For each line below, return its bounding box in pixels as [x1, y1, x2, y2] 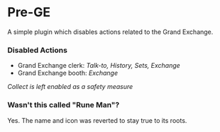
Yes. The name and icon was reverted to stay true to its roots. [7, 116, 187, 124]
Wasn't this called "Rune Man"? [7, 100, 120, 110]
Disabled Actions [7, 45, 67, 55]
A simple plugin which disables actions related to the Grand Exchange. [7, 28, 214, 36]
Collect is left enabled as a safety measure [7, 83, 133, 91]
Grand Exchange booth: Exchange [17, 68, 119, 78]
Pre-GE [7, 4, 51, 20]
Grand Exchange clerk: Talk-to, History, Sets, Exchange [17, 61, 181, 70]
